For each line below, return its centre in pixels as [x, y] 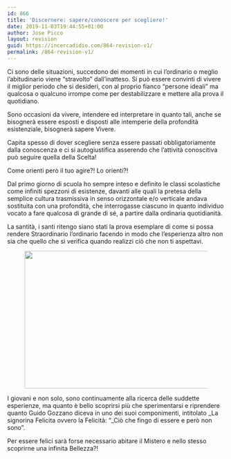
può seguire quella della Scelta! [52, 157]
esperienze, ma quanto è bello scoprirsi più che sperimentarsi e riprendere [113, 405]
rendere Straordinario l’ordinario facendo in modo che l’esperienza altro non [115, 234]
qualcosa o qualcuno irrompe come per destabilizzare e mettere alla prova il [115, 93]
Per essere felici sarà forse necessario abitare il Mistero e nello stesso [107, 441]
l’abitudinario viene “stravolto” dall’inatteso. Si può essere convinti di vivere [114, 79]
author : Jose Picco [35, 33]
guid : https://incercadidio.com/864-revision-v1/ [80, 46]
